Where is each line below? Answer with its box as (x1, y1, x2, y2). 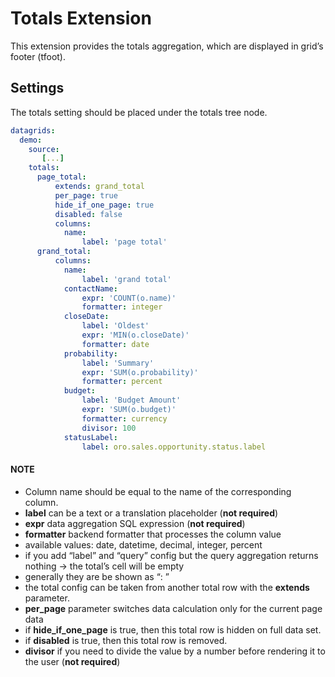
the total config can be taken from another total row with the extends (24, 581, 310, 593)
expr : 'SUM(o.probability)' (81, 367, 199, 377)
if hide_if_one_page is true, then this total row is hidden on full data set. (24, 623, 322, 636)
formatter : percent (81, 377, 163, 387)
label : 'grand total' (81, 274, 172, 284)
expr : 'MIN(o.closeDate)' (81, 330, 190, 340)
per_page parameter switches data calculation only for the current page (24, 602, 323, 614)
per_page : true (54, 190, 118, 201)
